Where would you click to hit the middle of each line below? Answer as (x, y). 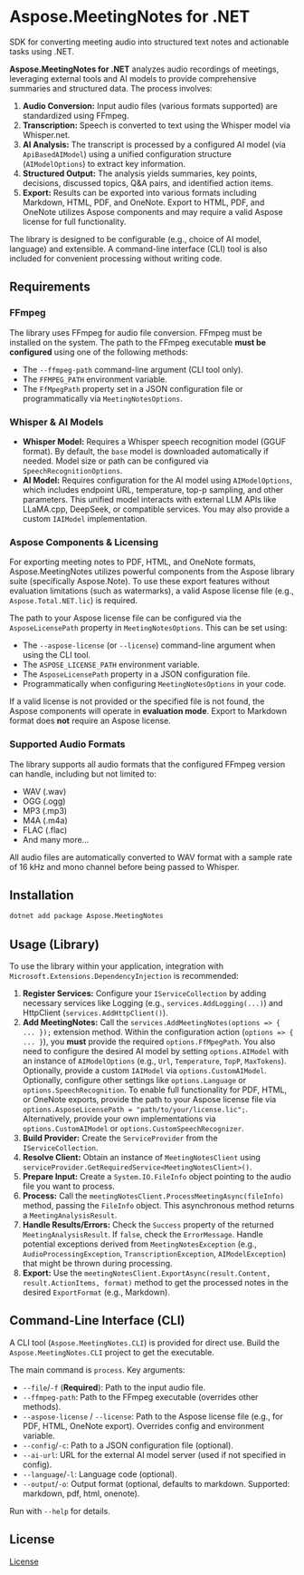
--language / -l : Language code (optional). (100, 1474)
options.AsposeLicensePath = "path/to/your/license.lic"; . (135, 1110)
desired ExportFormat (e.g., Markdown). (96, 1292)
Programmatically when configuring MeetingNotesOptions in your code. (154, 684)
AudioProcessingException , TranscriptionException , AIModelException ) (154, 1254)
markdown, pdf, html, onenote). (81, 1493)
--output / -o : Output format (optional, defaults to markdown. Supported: (156, 1483)
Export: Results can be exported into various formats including (140, 192)
